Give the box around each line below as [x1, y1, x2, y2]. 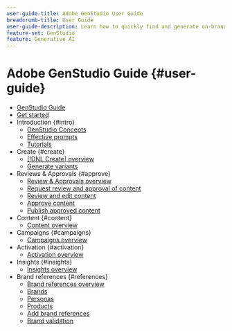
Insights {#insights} [16, 258, 73, 267]
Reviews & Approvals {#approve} [16, 170, 111, 178]
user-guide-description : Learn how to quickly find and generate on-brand [6, 23, 227, 30]
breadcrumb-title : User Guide [6, 17, 94, 24]
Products [26, 302, 53, 310]
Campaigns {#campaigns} [16, 229, 91, 237]
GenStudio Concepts [26, 125, 87, 134]
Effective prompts [26, 133, 78, 141]
